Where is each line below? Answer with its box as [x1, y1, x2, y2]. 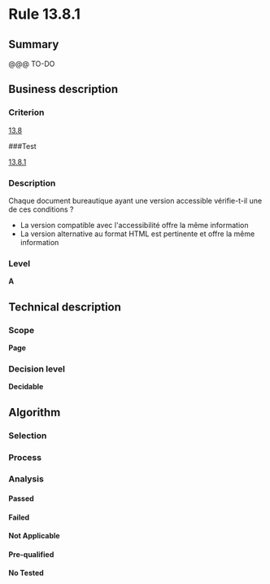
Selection [8, 429, 47, 441]
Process [8, 451, 42, 463]
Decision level [8, 363, 65, 375]
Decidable [8, 382, 44, 392]
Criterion [8, 107, 45, 118]
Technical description [8, 300, 122, 314]
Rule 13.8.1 [8, 5, 81, 24]
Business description [8, 82, 119, 96]
